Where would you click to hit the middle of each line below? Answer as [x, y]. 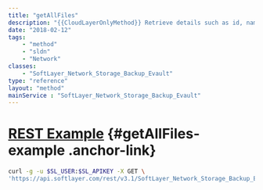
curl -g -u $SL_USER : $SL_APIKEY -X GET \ [77, 172]
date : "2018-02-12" [40, 30]
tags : [17, 37]
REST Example [56, 134]
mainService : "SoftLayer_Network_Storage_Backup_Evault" [104, 95]
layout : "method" [36, 88]
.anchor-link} [112, 151]
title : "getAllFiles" [43, 15]
